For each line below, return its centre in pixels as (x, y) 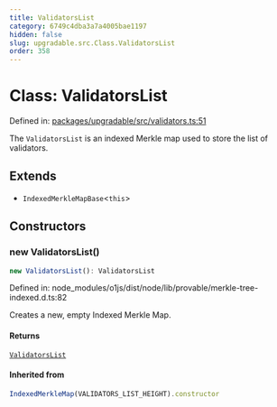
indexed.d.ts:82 (38, 298)
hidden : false (36, 34)
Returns (25, 336)
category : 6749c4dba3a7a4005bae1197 (78, 26)
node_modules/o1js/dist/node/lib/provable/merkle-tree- (155, 288)
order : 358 (30, 51)
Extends (33, 176)
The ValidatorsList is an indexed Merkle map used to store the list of (139, 139)
